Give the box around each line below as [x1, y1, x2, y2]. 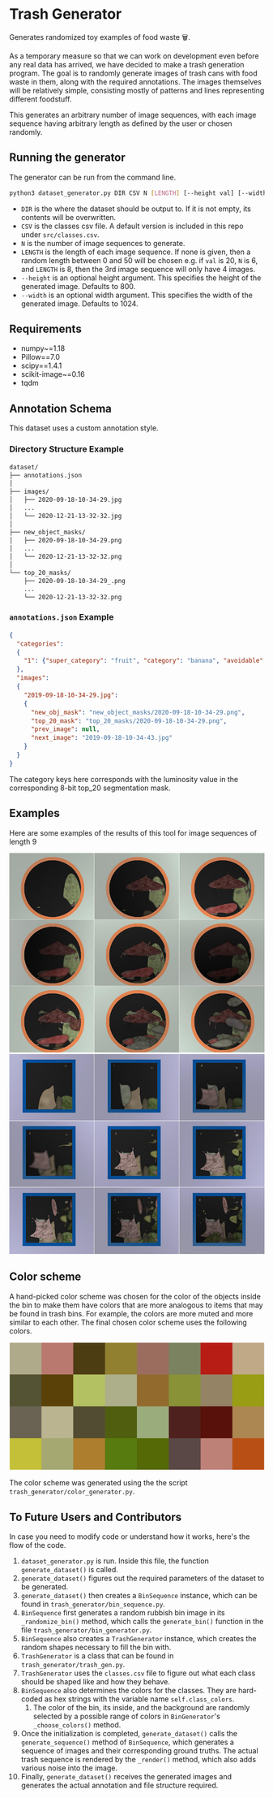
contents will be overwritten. [20, 212, 117, 222]
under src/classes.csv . [20, 229, 100, 240]
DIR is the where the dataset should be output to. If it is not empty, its [20, 204, 252, 214]
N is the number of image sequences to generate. [20, 238, 186, 248]
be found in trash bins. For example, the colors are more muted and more [9, 1308, 254, 1318]
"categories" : [16, 639, 64, 648]
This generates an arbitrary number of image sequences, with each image [9, 110, 257, 119]
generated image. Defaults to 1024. [20, 298, 139, 309]
